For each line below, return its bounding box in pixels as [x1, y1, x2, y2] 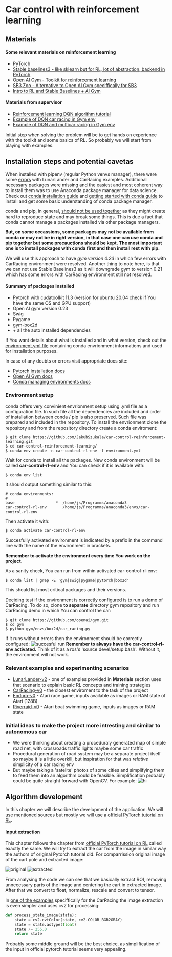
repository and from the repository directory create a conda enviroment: [5, 425, 158, 431]
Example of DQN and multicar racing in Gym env [12, 121, 115, 127]
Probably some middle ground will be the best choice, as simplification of [5, 941, 160, 947]
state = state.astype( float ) [14, 922, 77, 927]
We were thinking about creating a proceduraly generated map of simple [12, 739, 166, 746]
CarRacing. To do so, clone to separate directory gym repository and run [5, 602, 160, 608]
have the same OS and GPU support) [12, 300, 91, 306]
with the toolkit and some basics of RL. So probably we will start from [5, 137, 152, 143]
